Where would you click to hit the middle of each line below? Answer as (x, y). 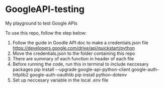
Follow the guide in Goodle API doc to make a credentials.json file (80, 42)
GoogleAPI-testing (45, 9)
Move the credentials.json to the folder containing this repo (74, 53)
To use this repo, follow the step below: (46, 33)
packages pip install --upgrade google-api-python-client (71, 69)
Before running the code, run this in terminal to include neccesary (80, 64)
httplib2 (20, 74)
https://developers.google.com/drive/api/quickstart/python (73, 48)
